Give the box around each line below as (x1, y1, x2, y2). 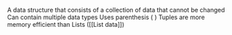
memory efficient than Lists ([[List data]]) (7, 21, 125, 28)
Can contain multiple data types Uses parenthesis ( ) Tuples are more (7, 13, 206, 21)
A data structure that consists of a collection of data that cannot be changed (7, 6, 225, 14)
